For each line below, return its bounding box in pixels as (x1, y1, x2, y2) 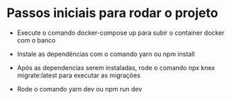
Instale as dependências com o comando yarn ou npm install (16, 50, 195, 58)
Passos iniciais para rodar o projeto (6, 5, 219, 21)
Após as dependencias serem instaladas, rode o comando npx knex (16, 63, 216, 72)
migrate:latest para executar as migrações (16, 71, 141, 79)
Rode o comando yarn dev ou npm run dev (16, 84, 143, 93)
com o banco (16, 35, 56, 44)
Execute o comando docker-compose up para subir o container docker (16, 28, 225, 37)
